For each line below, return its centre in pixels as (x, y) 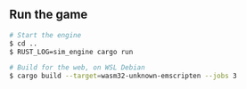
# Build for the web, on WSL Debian (77, 68)
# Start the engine (45, 35)
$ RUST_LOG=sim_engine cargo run (71, 52)
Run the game (49, 15)
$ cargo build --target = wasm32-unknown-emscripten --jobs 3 (123, 76)
